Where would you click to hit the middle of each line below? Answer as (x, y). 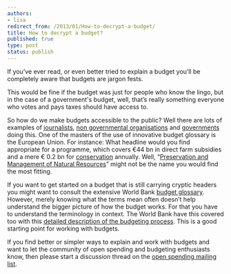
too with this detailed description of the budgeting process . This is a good (112, 221)
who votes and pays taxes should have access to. (78, 107)
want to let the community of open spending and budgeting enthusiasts (109, 249)
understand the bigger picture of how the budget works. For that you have (113, 207)
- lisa (17, 20)
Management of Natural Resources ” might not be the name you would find (113, 164)
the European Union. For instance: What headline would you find (99, 142)
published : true (30, 39)
